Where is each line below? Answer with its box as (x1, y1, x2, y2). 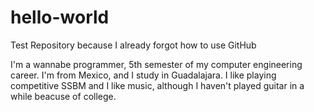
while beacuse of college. (10, 90, 117, 102)
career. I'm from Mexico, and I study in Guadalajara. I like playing (10, 69, 277, 81)
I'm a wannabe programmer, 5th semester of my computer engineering (10, 58, 303, 70)
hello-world (10, 6, 110, 29)
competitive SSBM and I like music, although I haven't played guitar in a (10, 79, 305, 91)
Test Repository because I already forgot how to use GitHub (10, 39, 257, 51)
